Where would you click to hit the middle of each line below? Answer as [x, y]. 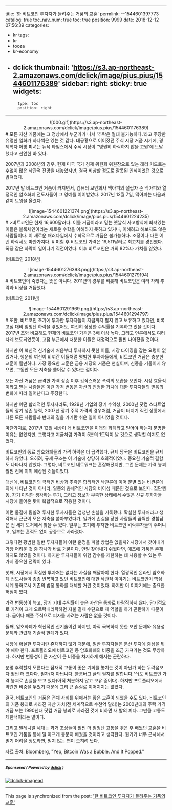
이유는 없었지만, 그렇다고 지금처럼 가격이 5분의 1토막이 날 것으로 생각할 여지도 [83, 434]
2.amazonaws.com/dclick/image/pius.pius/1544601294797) [86, 314]
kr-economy [26, 51]
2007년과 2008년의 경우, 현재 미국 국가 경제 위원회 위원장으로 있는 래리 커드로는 [86, 164]
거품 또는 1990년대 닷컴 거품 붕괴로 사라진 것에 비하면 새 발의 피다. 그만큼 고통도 [85, 710]
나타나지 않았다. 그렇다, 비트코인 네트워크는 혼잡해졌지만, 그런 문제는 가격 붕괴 [88, 464]
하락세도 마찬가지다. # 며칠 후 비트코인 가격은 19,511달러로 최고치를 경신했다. [87, 241]
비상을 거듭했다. [30, 287]
